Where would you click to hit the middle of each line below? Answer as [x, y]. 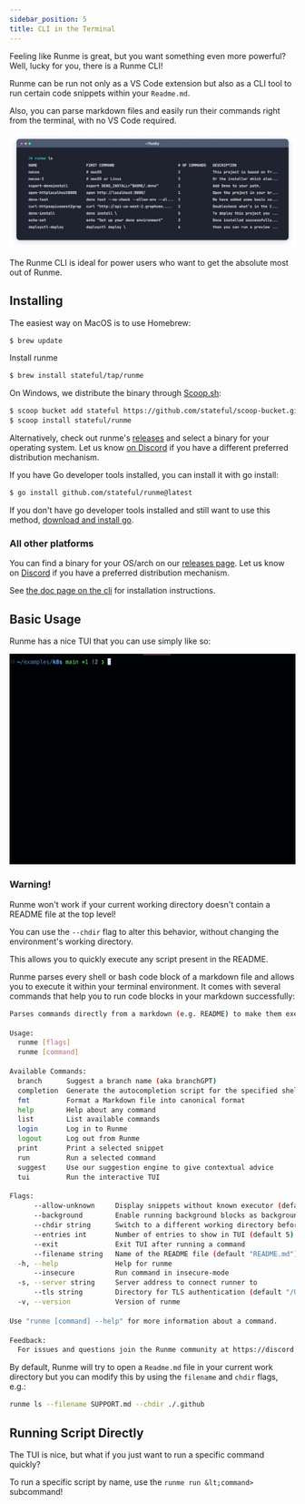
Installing [36, 301]
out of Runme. [36, 272]
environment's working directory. [71, 941]
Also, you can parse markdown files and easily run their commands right [145, 110]
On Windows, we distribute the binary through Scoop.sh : [116, 393]
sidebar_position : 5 [49, 19]
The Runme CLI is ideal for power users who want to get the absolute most [149, 262]
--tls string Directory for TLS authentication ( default [157, 1293]
